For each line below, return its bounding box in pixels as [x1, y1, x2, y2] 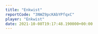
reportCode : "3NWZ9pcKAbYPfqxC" [5, 12, 74, 17]
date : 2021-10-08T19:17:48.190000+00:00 [5, 21, 93, 26]
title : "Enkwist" [5, 7, 43, 12]
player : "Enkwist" [5, 16, 45, 21]
